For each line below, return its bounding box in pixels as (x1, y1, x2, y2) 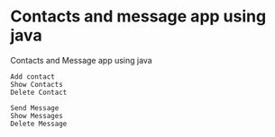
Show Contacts (10, 80, 64, 89)
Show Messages (10, 111, 64, 120)
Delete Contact (10, 88, 68, 97)
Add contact (10, 72, 55, 81)
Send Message (10, 103, 60, 113)
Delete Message (10, 119, 68, 128)
